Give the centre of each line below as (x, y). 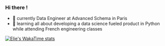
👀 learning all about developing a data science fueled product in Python (86, 23)
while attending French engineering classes (57, 29)
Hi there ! (16, 7)
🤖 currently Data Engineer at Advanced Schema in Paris (70, 18)
